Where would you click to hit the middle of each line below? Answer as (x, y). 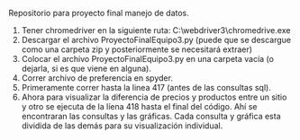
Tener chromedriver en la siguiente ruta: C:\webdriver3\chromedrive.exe (156, 30)
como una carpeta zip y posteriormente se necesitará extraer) (137, 49)
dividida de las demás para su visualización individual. (122, 126)
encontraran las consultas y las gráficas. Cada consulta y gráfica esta (151, 116)
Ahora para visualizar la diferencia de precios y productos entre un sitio (154, 97)
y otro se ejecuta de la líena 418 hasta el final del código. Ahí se (139, 106)
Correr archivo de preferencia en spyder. (97, 78)
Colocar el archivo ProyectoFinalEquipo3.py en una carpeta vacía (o (147, 59)
